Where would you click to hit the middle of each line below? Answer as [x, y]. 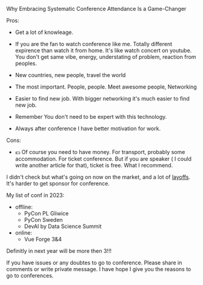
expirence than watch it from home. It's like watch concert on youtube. [103, 50]
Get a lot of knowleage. [44, 32]
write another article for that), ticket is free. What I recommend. [94, 165]
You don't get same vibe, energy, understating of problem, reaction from [105, 57]
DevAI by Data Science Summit [63, 226]
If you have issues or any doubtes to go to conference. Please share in [94, 263]
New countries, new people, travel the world [70, 75]
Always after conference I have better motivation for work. [88, 129]
